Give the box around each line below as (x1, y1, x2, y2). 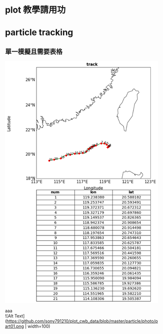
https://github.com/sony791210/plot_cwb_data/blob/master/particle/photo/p (6, 318, 158, 324)
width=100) (27, 323, 50, 329)
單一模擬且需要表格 (5, 47, 63, 56)
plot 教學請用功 (5, 4, 66, 16)
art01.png (5, 323, 24, 329)
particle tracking (5, 27, 74, 38)
